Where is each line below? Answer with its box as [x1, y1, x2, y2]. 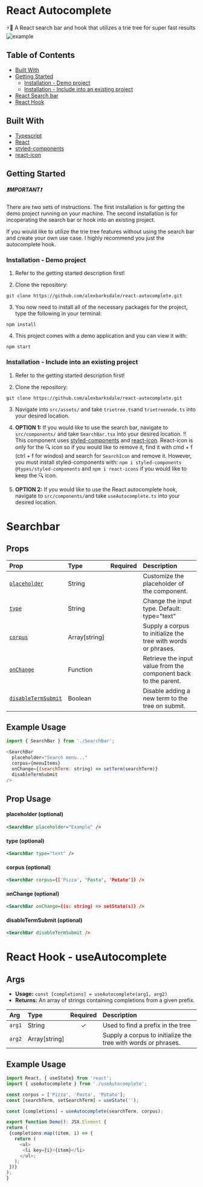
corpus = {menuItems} [11, 760, 61, 766]
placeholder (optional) [6, 811, 63, 818]
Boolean [68, 694, 92, 703]
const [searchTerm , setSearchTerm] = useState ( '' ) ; [6, 1097, 139, 1103]
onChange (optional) [6, 890, 60, 897]
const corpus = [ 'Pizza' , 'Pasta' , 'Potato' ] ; [6, 1092, 126, 1098]
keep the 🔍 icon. [14, 472, 57, 479]
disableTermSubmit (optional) [6, 916, 83, 924]
